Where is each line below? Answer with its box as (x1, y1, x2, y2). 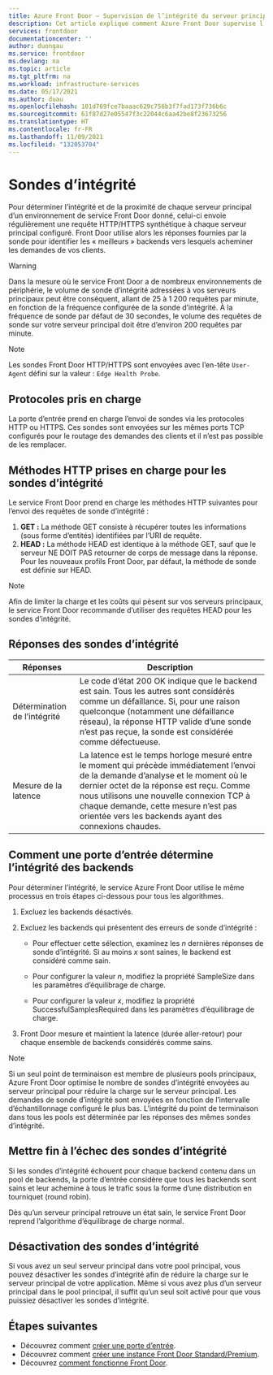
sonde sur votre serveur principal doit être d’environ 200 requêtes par (8, 320, 242, 330)
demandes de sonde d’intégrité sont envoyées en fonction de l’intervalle (8, 1095, 250, 1104)
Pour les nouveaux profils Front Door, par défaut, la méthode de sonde (19, 557, 257, 566)
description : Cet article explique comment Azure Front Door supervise (8, 20, 256, 28)
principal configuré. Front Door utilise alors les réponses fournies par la (8, 228, 247, 238)
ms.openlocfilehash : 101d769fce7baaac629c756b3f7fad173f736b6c (8, 102, 227, 111)
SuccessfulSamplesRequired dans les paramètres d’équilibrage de (32, 1004, 254, 1014)
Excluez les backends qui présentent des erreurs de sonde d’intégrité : (19, 922, 258, 932)
